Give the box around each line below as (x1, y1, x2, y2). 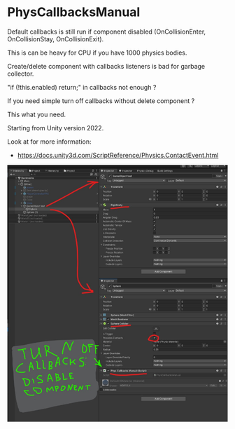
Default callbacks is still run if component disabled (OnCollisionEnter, (7, 27, 206, 36)
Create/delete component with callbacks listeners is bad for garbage (7, 62, 205, 70)
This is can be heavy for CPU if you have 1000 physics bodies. (7, 48, 187, 57)
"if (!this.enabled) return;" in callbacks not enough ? (7, 83, 157, 91)
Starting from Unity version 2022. (7, 123, 104, 132)
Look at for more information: (7, 137, 92, 146)
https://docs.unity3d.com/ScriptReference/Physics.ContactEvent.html (17, 151, 219, 159)
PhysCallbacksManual (7, 4, 141, 20)
